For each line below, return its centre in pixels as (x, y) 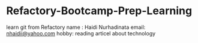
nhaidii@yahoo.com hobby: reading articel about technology (81, 33)
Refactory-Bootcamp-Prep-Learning (99, 11)
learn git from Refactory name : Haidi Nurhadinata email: (76, 27)
